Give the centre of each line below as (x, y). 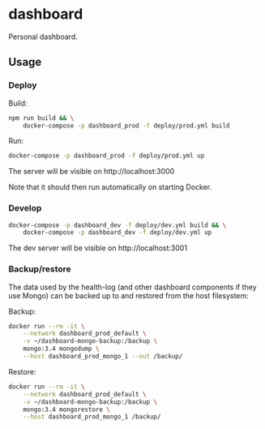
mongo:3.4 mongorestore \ (67, 409)
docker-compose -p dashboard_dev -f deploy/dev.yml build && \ (118, 225)
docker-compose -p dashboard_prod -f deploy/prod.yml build (126, 126)
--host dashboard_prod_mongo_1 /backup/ (92, 417)
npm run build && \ (41, 118)
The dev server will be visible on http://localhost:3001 (98, 248)
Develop (25, 208)
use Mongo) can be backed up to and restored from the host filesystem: (128, 295)
